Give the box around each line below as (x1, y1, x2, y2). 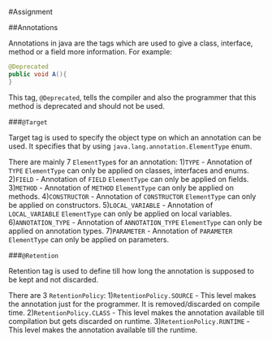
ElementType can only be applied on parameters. (8, 235, 169, 244)
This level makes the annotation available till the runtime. (8, 325, 198, 335)
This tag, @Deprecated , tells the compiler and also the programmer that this (8, 93, 257, 102)
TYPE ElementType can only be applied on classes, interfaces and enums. (8, 166, 249, 175)
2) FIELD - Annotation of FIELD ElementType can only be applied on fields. (8, 174, 249, 183)
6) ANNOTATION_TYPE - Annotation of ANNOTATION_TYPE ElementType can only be (8, 217, 262, 227)
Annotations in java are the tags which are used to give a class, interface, (8, 38, 253, 48)
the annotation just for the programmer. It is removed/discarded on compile (8, 299, 261, 309)
